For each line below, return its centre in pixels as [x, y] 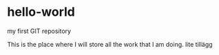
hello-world [41, 12]
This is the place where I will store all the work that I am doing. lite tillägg [110, 44]
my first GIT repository [39, 31]
